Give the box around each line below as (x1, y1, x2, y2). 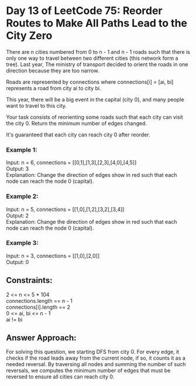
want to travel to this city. (6, 102, 67, 109)
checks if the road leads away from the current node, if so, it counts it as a (6, 354, 185, 361)
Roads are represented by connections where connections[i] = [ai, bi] (6, 78, 174, 86)
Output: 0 (6, 258, 29, 265)
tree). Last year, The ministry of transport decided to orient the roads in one (6, 60, 188, 68)
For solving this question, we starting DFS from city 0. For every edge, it (6, 349, 180, 356)
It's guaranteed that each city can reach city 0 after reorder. (6, 131, 150, 138)
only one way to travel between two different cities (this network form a (6, 54, 178, 62)
